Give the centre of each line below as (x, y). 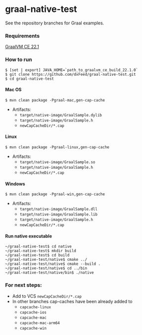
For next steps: (24, 285)
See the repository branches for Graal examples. (55, 23)
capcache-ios (33, 312)
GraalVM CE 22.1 (22, 47)
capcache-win (33, 328)
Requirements (23, 36)
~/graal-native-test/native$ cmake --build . (53, 264)
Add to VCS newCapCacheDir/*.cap (47, 296)
